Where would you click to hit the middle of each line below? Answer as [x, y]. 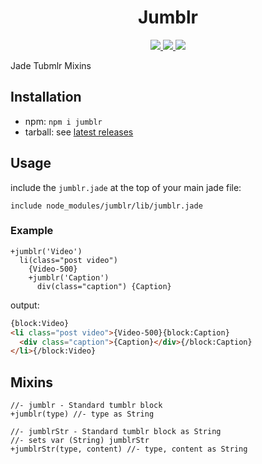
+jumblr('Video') [46, 251]
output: [25, 305]
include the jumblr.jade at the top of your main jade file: [126, 187]
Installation [46, 97]
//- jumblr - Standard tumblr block [86, 406]
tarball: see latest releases [79, 132]
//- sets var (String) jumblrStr [80, 441]
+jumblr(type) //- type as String [82, 414]
